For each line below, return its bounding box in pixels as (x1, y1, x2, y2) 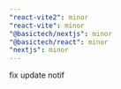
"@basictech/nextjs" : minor (9, 29, 113, 38)
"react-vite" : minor (9, 21, 86, 30)
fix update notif (9, 70, 64, 80)
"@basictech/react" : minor (9, 37, 109, 47)
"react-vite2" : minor (9, 12, 89, 22)
